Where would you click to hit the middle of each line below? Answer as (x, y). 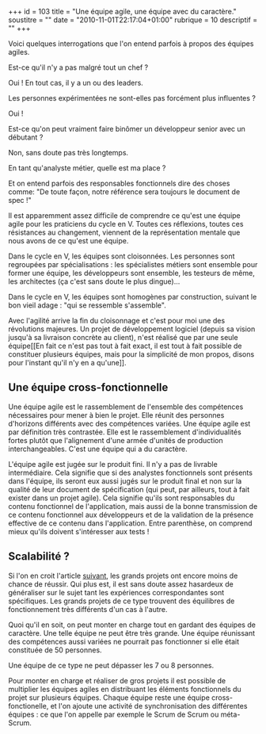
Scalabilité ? (39, 557)
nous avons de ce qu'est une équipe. (68, 241)
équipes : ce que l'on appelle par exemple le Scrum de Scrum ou (114, 714)
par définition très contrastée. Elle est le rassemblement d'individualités (125, 432)
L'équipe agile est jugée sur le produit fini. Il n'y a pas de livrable (113, 464)
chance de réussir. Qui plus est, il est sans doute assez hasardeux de (121, 584)
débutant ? (26, 137)
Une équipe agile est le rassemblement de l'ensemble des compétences (126, 407)
